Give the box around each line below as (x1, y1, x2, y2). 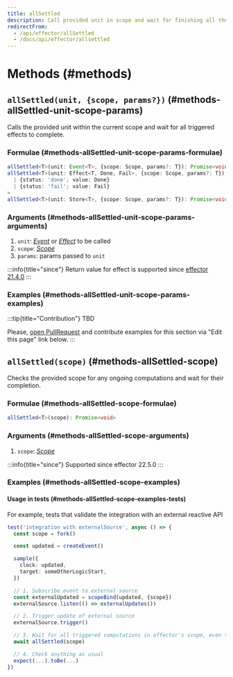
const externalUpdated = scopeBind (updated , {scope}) (13, 594, 172, 600)
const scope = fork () (13, 530, 76, 537)
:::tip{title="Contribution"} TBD (7, 314, 95, 323)
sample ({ (13, 555, 39, 562)
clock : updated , (19, 561, 67, 569)
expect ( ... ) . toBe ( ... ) (13, 657, 79, 664)
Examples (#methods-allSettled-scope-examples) (7, 477, 180, 487)
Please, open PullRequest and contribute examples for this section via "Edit (7, 328, 223, 336)
